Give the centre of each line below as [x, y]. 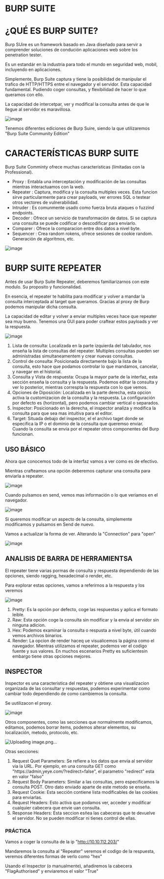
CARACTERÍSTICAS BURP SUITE [72, 154]
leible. [18, 615]
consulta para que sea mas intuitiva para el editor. [62, 413]
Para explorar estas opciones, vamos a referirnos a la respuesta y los [75, 585]
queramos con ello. [24, 95]
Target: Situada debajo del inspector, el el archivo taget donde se [78, 418]
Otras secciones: [22, 752]
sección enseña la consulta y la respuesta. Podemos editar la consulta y [85, 382]
